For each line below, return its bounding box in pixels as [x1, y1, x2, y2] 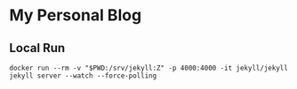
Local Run [9, 41, 66, 56]
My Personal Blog [9, 5, 142, 26]
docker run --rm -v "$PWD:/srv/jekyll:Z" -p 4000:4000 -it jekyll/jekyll [9, 63, 289, 72]
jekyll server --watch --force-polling [9, 71, 157, 80]
